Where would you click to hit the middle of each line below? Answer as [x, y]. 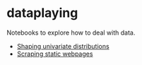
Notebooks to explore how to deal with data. [71, 32]
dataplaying [42, 13]
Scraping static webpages [55, 54]
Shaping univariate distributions [63, 46]
